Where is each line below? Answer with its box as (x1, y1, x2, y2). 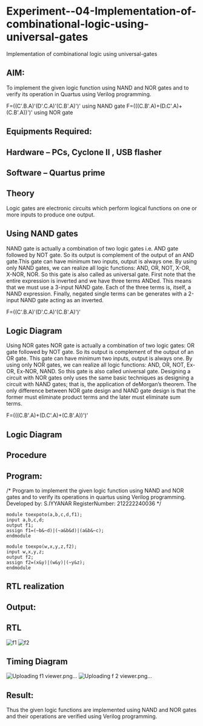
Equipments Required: (6, 126, 92, 137)
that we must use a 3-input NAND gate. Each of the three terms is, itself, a (6, 283, 191, 291)
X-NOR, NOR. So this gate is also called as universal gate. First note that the (6, 271, 196, 278)
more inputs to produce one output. (6, 211, 95, 218)
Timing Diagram (6, 656, 68, 666)
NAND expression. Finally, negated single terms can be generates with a (6, 290, 187, 297)
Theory (6, 188, 35, 199)
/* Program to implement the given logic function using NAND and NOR (6, 486, 184, 494)
